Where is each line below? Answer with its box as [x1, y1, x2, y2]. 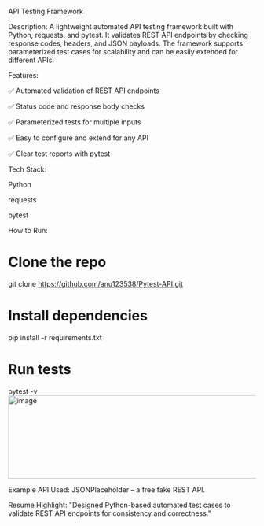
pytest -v [8, 386, 38, 396]
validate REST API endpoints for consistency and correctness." [8, 508, 211, 518]
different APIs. [8, 55, 55, 65]
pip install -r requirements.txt [8, 332, 102, 342]
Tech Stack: [8, 165, 47, 174]
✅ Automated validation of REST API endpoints [8, 86, 159, 95]
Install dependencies [8, 307, 148, 325]
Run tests [8, 361, 71, 379]
